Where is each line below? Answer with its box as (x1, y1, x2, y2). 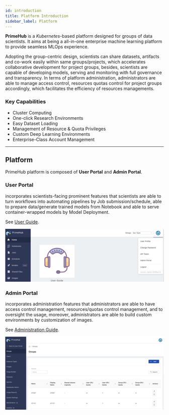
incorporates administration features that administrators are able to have (5, 301, 155, 307)
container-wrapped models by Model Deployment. (5, 209, 110, 215)
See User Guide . (5, 219, 39, 225)
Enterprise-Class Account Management (12, 136, 95, 142)
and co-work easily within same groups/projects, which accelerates (5, 59, 146, 65)
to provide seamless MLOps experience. (5, 44, 89, 50)
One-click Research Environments (12, 115, 83, 121)
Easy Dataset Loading (12, 120, 58, 126)
